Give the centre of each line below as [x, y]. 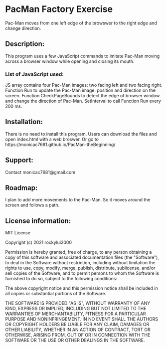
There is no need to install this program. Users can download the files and [81, 134]
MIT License [18, 233]
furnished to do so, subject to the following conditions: [61, 279]
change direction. [23, 28]
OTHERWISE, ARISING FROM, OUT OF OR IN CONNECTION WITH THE [78, 335]
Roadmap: [21, 188]
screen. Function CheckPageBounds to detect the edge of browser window [83, 96]
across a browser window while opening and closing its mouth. [70, 61]
